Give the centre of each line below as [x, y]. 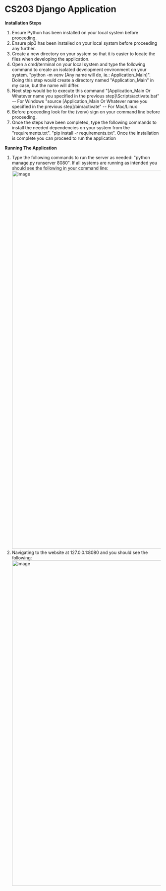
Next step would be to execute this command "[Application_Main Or [81, 90]
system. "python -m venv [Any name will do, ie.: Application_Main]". [81, 75]
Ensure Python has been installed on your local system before [75, 32]
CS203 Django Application [61, 9]
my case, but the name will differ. [46, 85]
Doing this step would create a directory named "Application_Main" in [83, 80]
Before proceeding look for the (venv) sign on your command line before [86, 112]
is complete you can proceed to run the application [64, 138]
